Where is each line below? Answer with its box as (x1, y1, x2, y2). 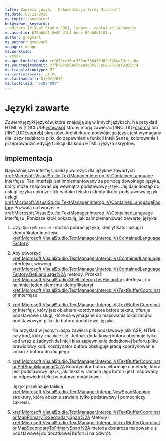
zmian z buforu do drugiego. (12, 349, 71, 355)
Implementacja (5, 154, 53, 163)
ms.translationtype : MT (5, 68, 55, 73)
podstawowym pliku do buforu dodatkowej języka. (12, 318, 115, 324)
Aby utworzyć (12, 250, 41, 256)
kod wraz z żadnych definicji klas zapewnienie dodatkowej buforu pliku (12, 338, 158, 344)
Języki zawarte (5, 102, 69, 114)
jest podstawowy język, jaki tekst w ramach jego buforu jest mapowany (12, 368, 158, 375)
